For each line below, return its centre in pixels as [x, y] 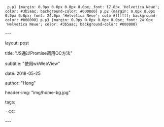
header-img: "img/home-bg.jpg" [38, 93]
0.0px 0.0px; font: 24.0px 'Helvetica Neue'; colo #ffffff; [68, 16]
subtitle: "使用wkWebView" [33, 63]
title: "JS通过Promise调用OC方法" [39, 53]
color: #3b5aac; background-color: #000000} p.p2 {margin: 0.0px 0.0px [80, 11]
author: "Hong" [20, 83]
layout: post [17, 43]
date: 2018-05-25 [23, 73]
